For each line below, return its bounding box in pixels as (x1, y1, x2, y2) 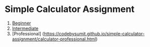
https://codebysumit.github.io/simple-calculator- (44, 30, 145, 36)
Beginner (12, 20, 31, 26)
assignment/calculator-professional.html (12, 36, 96, 42)
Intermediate (12, 25, 39, 31)
